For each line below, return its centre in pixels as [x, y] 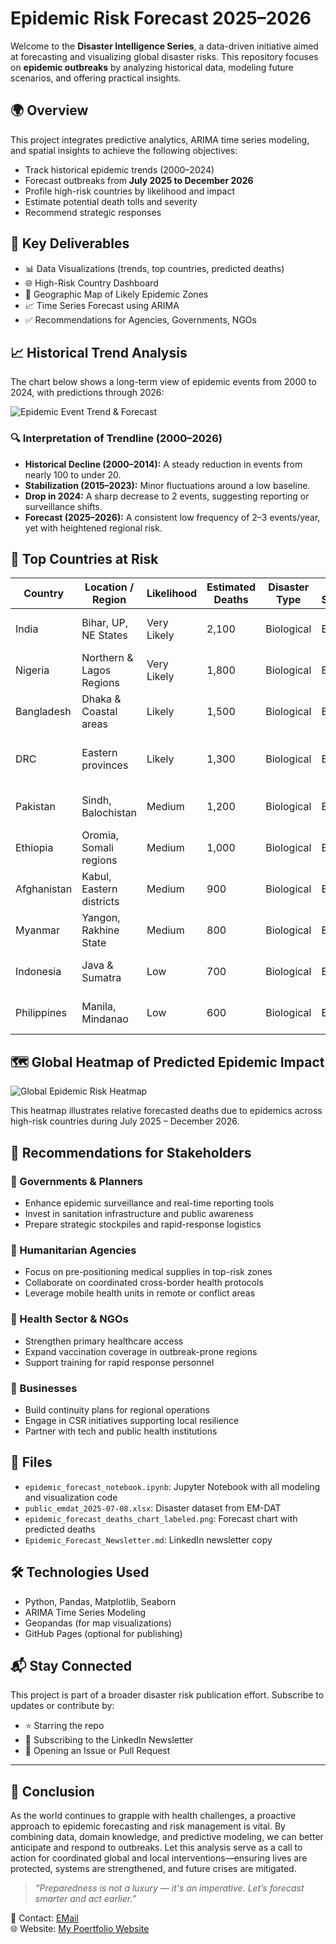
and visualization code [71, 1497]
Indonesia [38, 972]
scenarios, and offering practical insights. [96, 78]
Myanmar [37, 930]
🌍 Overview [49, 110]
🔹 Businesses [44, 1388]
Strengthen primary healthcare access [104, 1341]
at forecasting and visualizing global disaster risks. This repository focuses [164, 56]
